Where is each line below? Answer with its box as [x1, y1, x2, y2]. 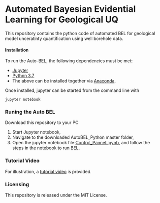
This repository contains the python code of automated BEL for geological [5, 30, 155, 36]
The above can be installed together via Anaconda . [12, 78, 116, 84]
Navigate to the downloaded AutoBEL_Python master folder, [12, 134, 134, 140]
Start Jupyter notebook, [12, 129, 61, 135]
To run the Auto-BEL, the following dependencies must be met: [5, 58, 133, 64]
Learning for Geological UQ [5, 14, 119, 25]
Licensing [5, 181, 30, 188]
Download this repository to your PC [5, 120, 79, 125]
